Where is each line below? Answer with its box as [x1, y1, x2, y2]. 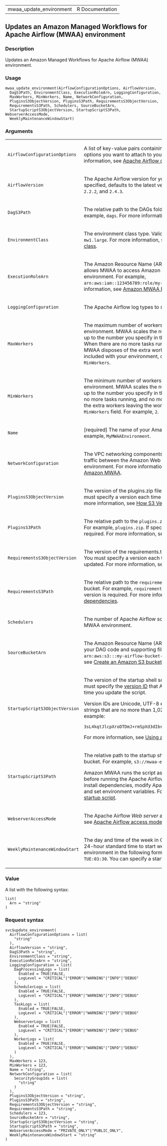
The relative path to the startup [83, 752, 156, 759]
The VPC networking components [83, 451, 163, 458]
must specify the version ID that [83, 683, 158, 690]
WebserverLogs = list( [14, 1019, 61, 1024]
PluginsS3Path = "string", [9, 1098, 66, 1103]
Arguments [5, 127, 33, 134]
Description [5, 45, 34, 52]
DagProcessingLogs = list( [14, 967, 70, 972]
